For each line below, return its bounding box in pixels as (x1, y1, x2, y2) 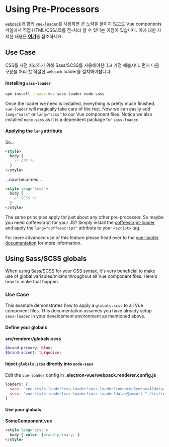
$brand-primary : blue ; (5, 346, 53, 351)
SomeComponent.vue (5, 418, 53, 424)
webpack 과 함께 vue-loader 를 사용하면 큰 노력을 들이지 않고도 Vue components (5, 21, 162, 27)
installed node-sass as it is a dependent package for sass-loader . (5, 117, 140, 123)
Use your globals (5, 407, 42, 413)
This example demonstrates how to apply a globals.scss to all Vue (5, 302, 143, 308)
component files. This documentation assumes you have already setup (5, 307, 152, 313)
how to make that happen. (5, 278, 59, 284)
